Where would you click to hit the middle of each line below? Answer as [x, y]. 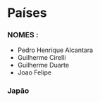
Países [27, 13]
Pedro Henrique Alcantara [55, 50]
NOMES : [23, 35]
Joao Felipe [34, 72]
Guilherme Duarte [43, 65]
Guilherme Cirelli [42, 58]
